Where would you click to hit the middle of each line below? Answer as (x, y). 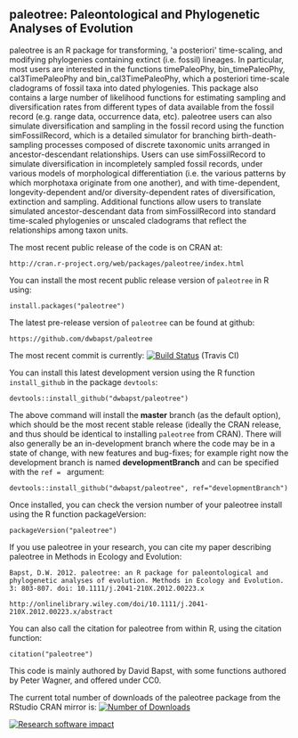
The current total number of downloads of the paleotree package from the (145, 697)
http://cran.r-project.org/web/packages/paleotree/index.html (127, 263)
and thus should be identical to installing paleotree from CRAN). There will (145, 434)
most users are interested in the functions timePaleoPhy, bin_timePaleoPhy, (147, 69)
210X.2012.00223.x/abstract (61, 611)
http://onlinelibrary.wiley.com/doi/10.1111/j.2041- (109, 604)
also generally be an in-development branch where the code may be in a (142, 443)
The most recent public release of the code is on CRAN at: (116, 247)
